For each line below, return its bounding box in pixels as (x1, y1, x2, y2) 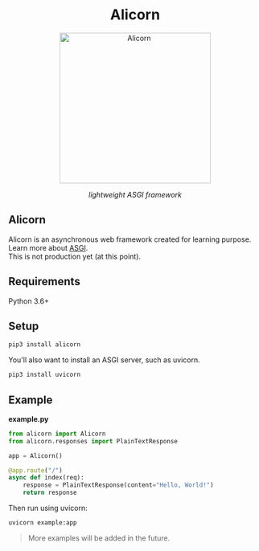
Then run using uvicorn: (8, 504, 88, 513)
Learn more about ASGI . (8, 243, 88, 252)
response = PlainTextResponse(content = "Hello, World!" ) (23, 481, 215, 489)
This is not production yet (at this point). (8, 251, 142, 261)
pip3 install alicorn (8, 341, 81, 349)
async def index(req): (8, 474, 84, 482)
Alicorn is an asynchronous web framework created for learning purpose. (8, 235, 252, 244)
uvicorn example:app (8, 519, 78, 527)
